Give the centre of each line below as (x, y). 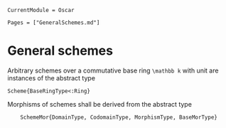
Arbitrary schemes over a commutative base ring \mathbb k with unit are (113, 70)
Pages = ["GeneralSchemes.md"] (54, 23)
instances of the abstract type (52, 78)
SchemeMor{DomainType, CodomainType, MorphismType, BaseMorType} (119, 117)
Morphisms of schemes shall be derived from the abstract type (99, 104)
